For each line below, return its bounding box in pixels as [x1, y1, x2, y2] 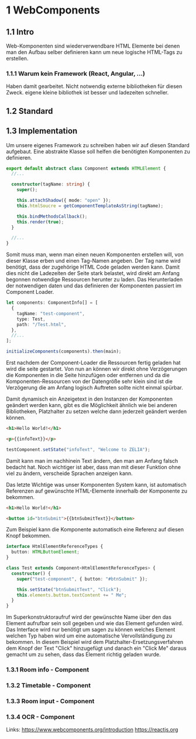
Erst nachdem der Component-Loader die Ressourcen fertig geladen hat [6, 359, 181, 366]
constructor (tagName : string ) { [11, 181, 91, 188]
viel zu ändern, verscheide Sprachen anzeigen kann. [6, 470, 133, 477]
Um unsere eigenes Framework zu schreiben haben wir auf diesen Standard [6, 141, 190, 148]
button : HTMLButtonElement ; [11, 549, 80, 555]
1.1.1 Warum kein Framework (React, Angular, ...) [6, 69, 145, 77]
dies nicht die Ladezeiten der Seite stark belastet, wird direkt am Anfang [6, 270, 180, 277]
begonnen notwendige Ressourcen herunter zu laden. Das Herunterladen [6, 276, 183, 283]
